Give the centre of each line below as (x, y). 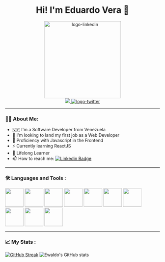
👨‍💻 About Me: (22, 119)
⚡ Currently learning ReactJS (41, 146)
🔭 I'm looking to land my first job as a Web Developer (66, 135)
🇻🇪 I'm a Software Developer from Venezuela (59, 130)
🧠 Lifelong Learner (31, 153)
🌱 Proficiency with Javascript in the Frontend (58, 141)
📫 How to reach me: (33, 159)
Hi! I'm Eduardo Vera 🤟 (82, 10)
